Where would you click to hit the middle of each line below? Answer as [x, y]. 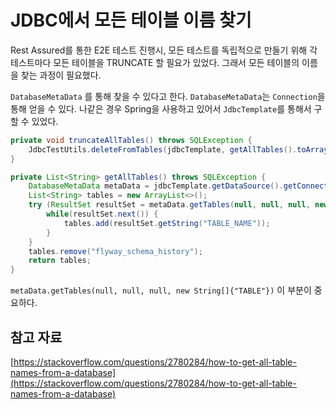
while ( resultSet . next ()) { [102, 214]
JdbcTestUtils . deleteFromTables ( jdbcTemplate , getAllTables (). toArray [178, 149]
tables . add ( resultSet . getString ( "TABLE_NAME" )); [167, 223]
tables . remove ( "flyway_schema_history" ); [115, 251]
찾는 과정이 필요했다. [61, 75]
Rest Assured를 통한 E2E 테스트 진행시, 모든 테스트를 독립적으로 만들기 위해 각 [164, 50]
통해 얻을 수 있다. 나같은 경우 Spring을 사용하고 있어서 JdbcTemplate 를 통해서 [161, 108]
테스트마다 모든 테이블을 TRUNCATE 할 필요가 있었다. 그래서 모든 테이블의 [155, 62]
